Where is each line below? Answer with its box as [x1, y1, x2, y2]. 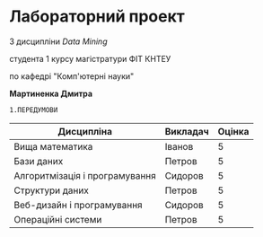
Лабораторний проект [9, 6, 186, 27]
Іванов [164, 140, 194, 153]
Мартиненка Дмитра [9, 88, 92, 99]
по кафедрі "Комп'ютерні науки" [9, 70, 135, 82]
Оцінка [217, 125, 250, 137]
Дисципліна [57, 125, 112, 137]
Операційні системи [13, 213, 102, 225]
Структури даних [13, 184, 90, 197]
